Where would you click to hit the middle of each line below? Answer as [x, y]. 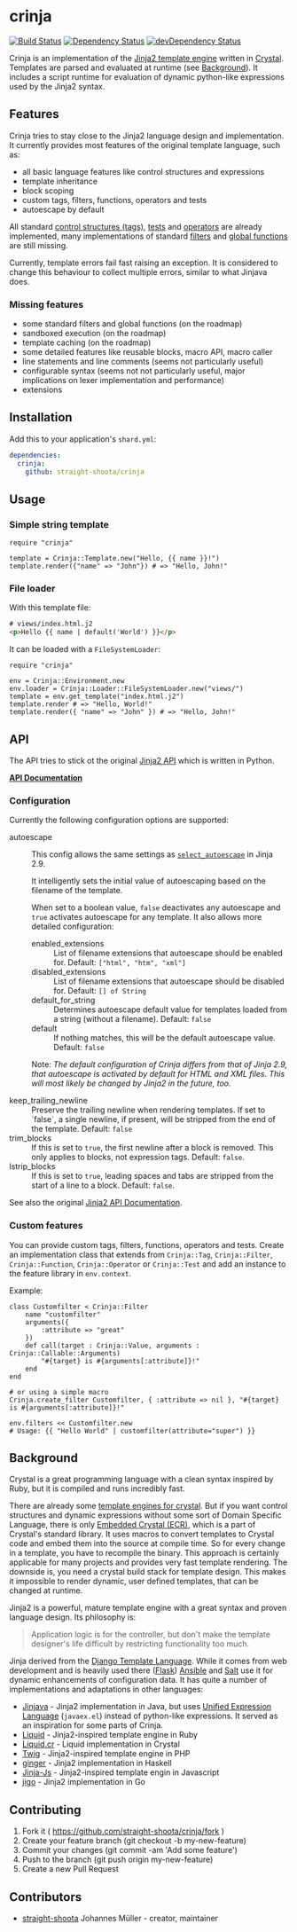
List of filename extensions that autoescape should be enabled [168, 953]
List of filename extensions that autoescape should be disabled [169, 981]
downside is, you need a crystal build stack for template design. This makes [148, 1572]
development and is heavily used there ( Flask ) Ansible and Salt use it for [141, 1670]
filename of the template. [77, 891]
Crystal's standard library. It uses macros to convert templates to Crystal [142, 1534]
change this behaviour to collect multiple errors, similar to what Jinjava [138, 271]
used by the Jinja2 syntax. [57, 86]
